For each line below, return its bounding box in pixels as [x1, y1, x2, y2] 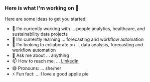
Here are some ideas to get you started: [5, 16, 87, 22]
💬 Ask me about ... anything [12, 52, 69, 58]
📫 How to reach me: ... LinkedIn [12, 58, 79, 64]
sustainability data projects [12, 31, 68, 37]
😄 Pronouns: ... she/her [12, 65, 61, 71]
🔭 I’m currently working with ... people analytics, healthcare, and [12, 26, 145, 32]
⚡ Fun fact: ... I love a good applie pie [12, 71, 89, 77]
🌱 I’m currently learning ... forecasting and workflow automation [12, 36, 144, 42]
